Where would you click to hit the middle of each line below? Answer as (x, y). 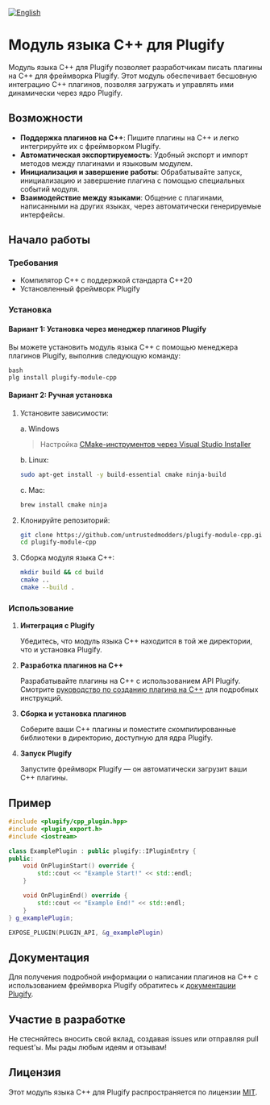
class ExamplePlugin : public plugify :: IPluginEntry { (102, 851)
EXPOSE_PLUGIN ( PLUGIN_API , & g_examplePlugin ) (86, 933)
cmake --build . (47, 588)
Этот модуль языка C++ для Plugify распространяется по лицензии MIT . (133, 1092)
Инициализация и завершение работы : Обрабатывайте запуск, (131, 172)
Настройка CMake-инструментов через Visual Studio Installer (145, 444)
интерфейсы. (42, 214)
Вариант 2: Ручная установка (60, 395)
